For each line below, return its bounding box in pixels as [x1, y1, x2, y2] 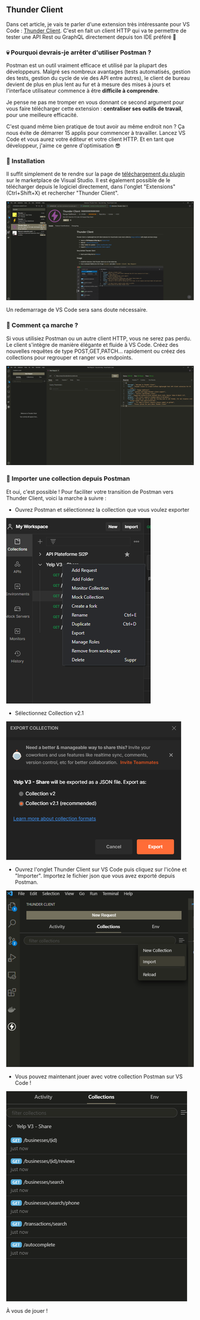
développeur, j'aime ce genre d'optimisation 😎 [6, 142, 121, 149]
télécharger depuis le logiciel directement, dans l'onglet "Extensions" [6, 183, 176, 190]
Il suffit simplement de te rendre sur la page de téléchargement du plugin [6, 170, 185, 178]
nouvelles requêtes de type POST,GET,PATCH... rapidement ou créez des [6, 347, 186, 355]
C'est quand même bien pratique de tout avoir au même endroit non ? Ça [6, 123, 185, 130]
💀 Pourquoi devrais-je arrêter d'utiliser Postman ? [6, 48, 152, 56]
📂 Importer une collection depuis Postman [6, 475, 130, 483]
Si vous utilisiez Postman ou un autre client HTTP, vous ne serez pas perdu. [6, 334, 192, 342]
